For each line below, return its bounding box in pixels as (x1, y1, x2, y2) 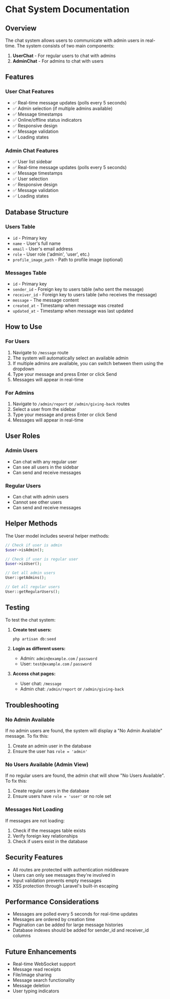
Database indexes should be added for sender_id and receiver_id (12, 927, 149, 933)
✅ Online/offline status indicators (12, 117, 82, 123)
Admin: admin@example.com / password (20, 655, 97, 661)
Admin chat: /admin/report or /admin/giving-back (20, 686, 124, 692)
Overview (5, 24, 37, 33)
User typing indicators (12, 988, 59, 994)
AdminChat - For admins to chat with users (12, 58, 104, 64)
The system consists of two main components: (17, 43, 115, 49)
